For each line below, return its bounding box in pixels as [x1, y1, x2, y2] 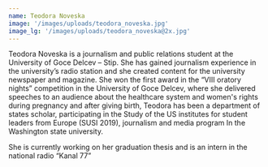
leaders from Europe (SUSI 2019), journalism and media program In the [8, 118, 246, 128]
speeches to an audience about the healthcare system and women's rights [8, 92, 258, 102]
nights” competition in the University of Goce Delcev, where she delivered [8, 83, 256, 93]
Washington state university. [8, 126, 104, 136]
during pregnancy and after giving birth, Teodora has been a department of [8, 101, 261, 110]
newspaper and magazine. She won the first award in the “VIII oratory [8, 75, 242, 85]
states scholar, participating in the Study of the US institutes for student [8, 109, 248, 119]
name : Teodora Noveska [8, 11, 85, 20]
